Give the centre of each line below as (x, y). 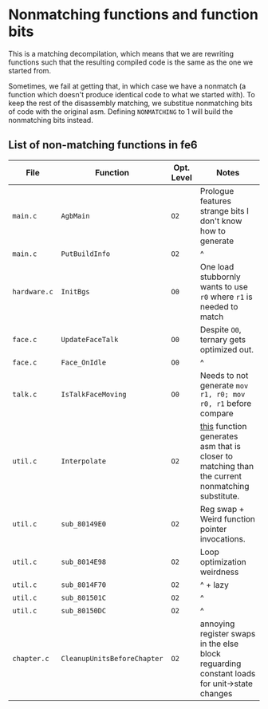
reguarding (221, 664)
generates (219, 436)
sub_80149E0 (83, 524)
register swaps (228, 633)
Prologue (217, 191)
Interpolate (83, 461)
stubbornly (220, 277)
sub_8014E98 (83, 561)
